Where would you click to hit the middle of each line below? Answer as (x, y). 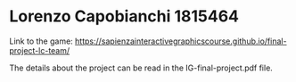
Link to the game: (41, 41)
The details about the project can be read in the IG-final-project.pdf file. (141, 68)
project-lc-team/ (40, 50)
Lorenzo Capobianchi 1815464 (124, 16)
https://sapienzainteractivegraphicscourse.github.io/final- (181, 41)
